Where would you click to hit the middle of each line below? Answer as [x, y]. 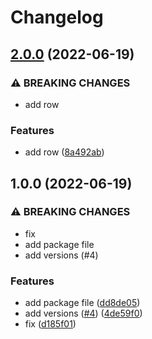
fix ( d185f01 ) [50, 324]
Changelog [57, 17]
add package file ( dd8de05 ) [82, 303]
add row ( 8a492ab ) [64, 152]
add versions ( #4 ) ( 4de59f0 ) [83, 313]
